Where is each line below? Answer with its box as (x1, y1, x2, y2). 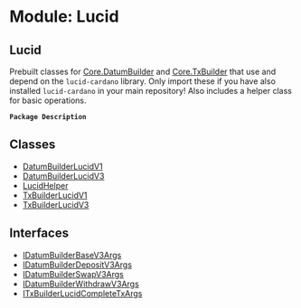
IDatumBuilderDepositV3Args (22, 259, 133, 270)
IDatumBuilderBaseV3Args (22, 249, 122, 260)
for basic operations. (9, 95, 87, 106)
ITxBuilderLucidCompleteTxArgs (22, 287, 143, 299)
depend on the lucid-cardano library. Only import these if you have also (9, 76, 276, 87)
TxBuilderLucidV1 (22, 190, 88, 201)
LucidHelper (22, 180, 69, 191)
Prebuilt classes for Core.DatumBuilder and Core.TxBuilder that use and (9, 66, 277, 77)
